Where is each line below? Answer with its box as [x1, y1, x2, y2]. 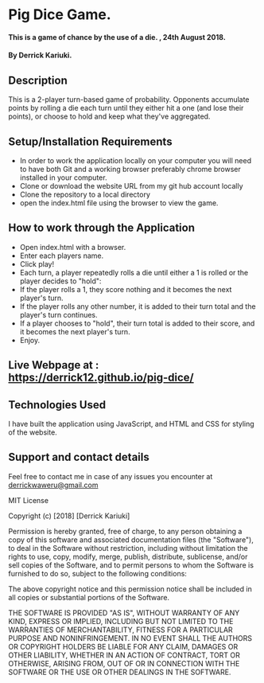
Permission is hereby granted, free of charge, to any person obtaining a [8, 526, 243, 536]
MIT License [8, 495, 49, 505]
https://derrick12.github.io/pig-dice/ [8, 371, 194, 384]
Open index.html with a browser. [19, 242, 126, 252]
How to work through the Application [8, 221, 195, 235]
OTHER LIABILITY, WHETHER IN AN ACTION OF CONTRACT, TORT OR [8, 650, 240, 660]
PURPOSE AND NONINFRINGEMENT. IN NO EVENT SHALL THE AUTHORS [8, 633, 253, 642]
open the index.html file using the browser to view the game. [19, 198, 219, 208]
